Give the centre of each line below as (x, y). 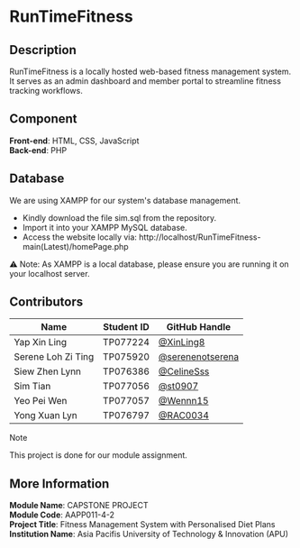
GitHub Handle (199, 327)
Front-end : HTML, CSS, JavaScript (74, 141)
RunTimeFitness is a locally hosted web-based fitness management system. (150, 71)
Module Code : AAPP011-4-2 (62, 515)
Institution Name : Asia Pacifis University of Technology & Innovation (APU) (149, 534)
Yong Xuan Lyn (46, 416)
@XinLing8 (182, 342)
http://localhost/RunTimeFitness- (200, 237)
